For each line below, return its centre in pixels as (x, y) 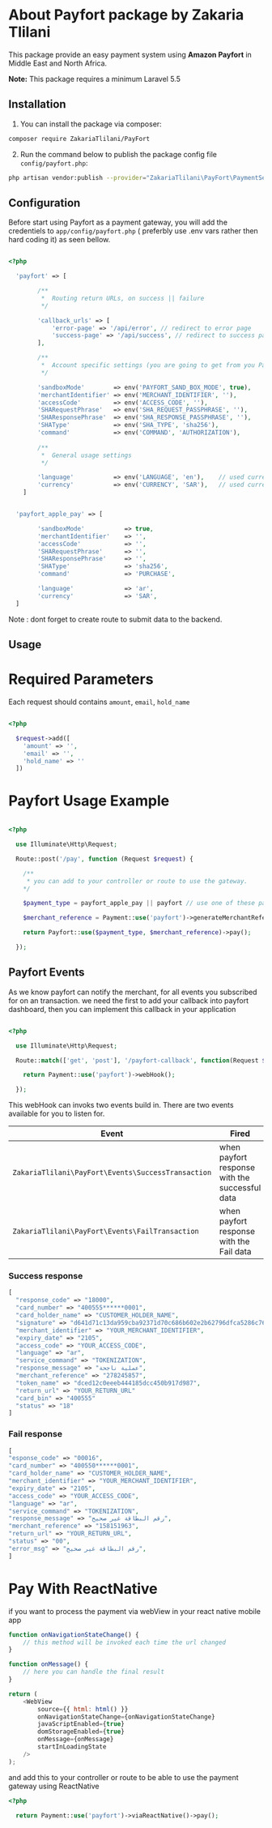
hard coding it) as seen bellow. (59, 240)
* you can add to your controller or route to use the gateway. (137, 881)
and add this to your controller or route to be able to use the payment (123, 1777)
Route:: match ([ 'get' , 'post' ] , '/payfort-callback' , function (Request (137, 1060)
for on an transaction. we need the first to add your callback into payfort (129, 1000)
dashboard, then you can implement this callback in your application (122, 1009)
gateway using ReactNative (54, 1786)
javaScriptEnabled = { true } (81, 1724)
